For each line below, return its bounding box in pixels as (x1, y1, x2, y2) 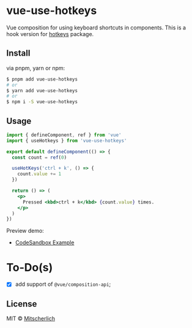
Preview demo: (6, 227, 44, 235)
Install (6, 48, 31, 59)
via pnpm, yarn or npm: (6, 64, 65, 71)
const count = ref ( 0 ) (12, 154, 67, 161)
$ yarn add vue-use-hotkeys (6, 87, 78, 93)
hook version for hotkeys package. (6, 30, 94, 37)
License (6, 299, 37, 309)
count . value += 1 (17, 171, 62, 177)
